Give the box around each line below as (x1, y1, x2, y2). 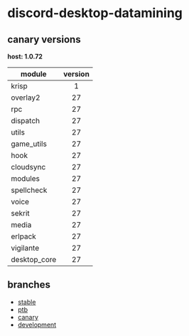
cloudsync (11, 162, 46, 172)
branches (7, 279, 51, 291)
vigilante (11, 243, 40, 253)
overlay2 (11, 93, 40, 103)
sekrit (11, 209, 30, 218)
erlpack (11, 231, 37, 241)
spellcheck (11, 185, 48, 195)
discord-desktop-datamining (7, 5, 183, 21)
